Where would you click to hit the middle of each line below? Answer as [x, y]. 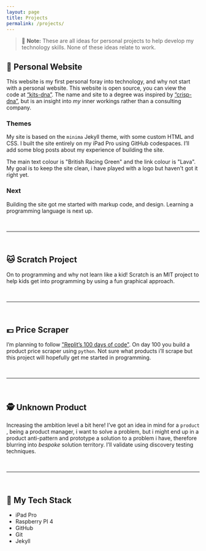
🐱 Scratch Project [42, 260]
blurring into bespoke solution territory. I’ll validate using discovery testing [100, 445]
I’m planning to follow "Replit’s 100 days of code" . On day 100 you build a [98, 345]
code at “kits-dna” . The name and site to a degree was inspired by [90, 95]
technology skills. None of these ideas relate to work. [89, 47]
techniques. [21, 451]
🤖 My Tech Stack [39, 500]
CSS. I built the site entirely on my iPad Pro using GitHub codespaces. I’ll [98, 143]
